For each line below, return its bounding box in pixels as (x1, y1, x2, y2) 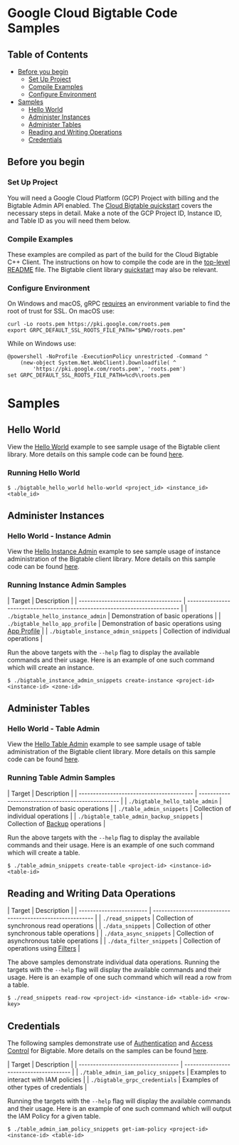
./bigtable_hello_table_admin (128, 798, 218, 805)
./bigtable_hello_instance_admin (7, 612, 107, 620)
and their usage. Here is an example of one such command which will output (7, 1104, 232, 1113)
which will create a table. (7, 848, 80, 857)
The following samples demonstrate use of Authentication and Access (7, 1039, 213, 1047)
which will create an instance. (7, 663, 95, 671)
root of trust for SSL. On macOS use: (7, 307, 115, 315)
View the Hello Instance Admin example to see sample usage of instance (7, 547, 221, 556)
